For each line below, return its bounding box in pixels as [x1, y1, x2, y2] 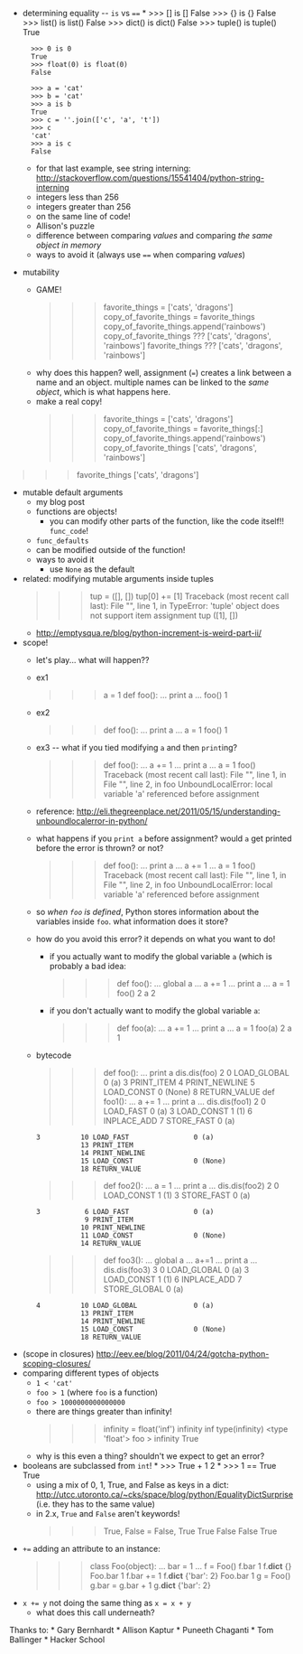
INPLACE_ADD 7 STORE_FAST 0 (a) [103, 1116, 235, 1126]
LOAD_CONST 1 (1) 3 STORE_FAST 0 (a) [103, 1190, 251, 1201]
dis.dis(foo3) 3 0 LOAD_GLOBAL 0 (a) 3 [103, 1265, 250, 1275]
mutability [22, 266, 60, 277]
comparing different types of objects [22, 1368, 160, 1378]
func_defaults [35, 537, 89, 546]
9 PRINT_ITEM [84, 1215, 133, 1224]
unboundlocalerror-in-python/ [35, 816, 148, 826]
